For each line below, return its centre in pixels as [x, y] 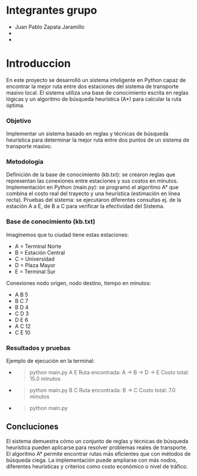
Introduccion [39, 64]
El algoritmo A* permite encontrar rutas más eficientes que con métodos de [99, 453]
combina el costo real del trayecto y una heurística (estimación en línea [93, 193]
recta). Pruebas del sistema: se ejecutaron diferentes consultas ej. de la [94, 200]
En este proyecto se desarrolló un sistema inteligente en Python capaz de [96, 80]
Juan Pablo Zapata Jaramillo [50, 27]
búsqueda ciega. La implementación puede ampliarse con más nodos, [92, 460]
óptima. [15, 105]
